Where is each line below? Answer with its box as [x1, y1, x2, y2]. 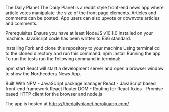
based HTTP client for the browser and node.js [5, 91, 102, 97]
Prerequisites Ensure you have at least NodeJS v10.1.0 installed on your [5, 30, 153, 36]
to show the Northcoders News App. [5, 71, 82, 77]
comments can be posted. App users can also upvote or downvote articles [5, 15, 160, 21]
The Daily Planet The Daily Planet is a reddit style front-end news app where [5, 5, 164, 10]
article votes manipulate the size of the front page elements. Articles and [5, 10, 156, 16]
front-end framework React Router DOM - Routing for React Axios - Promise [5, 86, 163, 92]
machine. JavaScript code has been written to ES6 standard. [5, 35, 131, 41]
